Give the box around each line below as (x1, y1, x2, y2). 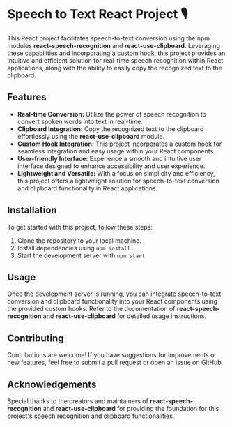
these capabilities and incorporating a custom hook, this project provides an (7, 49, 226, 57)
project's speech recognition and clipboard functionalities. (7, 412, 175, 420)
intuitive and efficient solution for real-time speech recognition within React (7, 56, 224, 64)
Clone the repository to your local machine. (17, 236, 141, 245)
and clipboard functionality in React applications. (17, 183, 158, 193)
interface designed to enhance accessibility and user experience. (17, 162, 206, 170)
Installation (7, 204, 57, 216)
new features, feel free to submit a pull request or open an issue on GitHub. (7, 358, 224, 367)
